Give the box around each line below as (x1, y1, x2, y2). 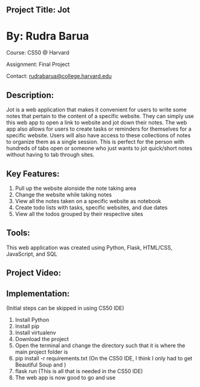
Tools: (6, 228, 30, 238)
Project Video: (6, 268, 62, 278)
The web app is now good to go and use (15, 374, 116, 381)
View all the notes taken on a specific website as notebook (15, 197, 161, 204)
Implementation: (6, 288, 70, 299)
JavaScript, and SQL (6, 250, 57, 258)
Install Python (15, 316, 50, 323)
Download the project (15, 335, 69, 342)
